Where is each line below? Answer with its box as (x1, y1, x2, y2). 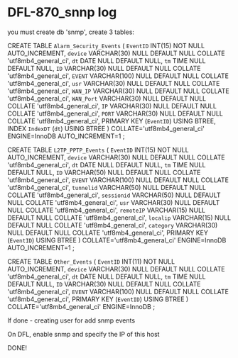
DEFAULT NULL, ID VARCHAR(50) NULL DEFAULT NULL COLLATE (7, 168, 201, 177)
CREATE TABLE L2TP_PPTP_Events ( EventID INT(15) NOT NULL (7, 145, 190, 154)
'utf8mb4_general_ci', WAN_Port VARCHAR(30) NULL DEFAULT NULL (7, 94, 207, 103)
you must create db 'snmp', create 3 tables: (7, 28, 135, 36)
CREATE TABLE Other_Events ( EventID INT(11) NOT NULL (7, 257, 175, 266)
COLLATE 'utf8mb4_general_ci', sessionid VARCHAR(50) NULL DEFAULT (7, 191, 221, 199)
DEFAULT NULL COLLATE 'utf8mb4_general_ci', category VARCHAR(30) (7, 220, 218, 229)
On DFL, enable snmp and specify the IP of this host (7, 330, 160, 338)
